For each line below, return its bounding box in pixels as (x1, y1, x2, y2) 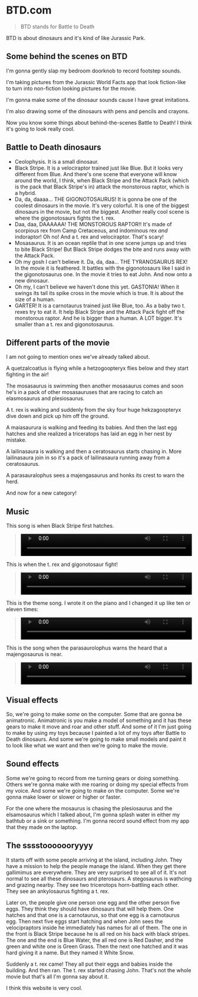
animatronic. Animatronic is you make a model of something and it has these (6, 717, 192, 724)
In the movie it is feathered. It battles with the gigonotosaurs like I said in (14, 264, 190, 271)
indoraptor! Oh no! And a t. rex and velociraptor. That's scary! (14, 233, 164, 240)
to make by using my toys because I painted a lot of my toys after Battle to (6, 730, 186, 736)
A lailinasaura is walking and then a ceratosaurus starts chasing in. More (6, 448, 181, 455)
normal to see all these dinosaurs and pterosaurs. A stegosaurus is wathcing (6, 875, 192, 882)
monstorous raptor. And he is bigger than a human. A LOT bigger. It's (14, 314, 182, 322)
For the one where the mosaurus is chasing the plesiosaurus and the (6, 804, 173, 811)
